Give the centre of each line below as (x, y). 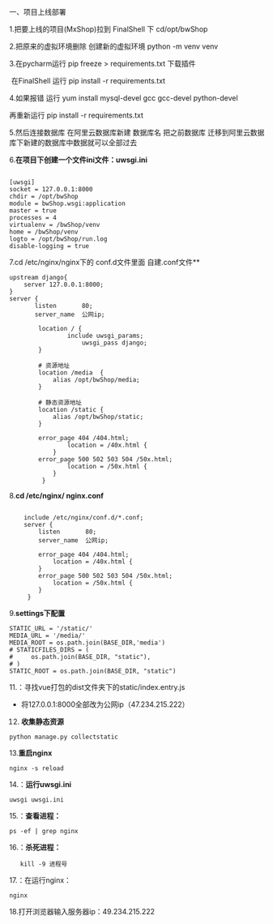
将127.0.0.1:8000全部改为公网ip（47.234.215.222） (105, 704)
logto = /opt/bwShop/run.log (58, 239)
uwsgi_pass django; (115, 343)
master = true (33, 211)
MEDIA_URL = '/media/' (47, 635)
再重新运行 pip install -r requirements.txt (77, 115)
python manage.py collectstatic (64, 737)
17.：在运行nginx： (41, 880)
